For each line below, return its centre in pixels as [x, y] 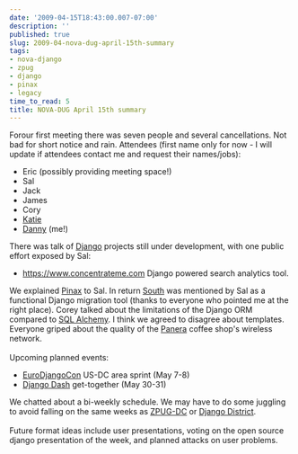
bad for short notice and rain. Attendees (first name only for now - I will [140, 145]
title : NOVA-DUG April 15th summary [78, 110]
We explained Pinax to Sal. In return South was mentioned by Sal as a [138, 291]
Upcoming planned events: [59, 358]
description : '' [39, 26]
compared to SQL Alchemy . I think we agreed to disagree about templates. [147, 319]
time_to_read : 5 [39, 101]
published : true [39, 34]
